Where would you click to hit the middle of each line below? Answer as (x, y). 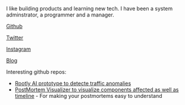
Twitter (15, 37)
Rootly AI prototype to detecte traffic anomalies (73, 83)
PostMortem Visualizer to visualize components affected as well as (97, 90)
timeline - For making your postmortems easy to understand (88, 96)
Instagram (18, 49)
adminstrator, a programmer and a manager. (60, 15)
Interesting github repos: (36, 72)
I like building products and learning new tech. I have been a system (90, 9)
